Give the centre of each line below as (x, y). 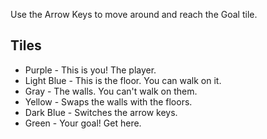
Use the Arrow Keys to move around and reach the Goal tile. (134, 14)
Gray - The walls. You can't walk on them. (111, 91)
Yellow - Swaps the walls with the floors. (108, 101)
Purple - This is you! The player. (90, 70)
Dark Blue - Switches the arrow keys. (101, 112)
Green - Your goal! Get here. (83, 123)
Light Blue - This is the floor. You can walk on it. (123, 80)
